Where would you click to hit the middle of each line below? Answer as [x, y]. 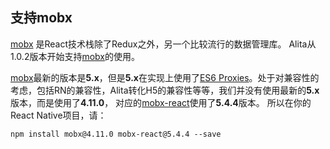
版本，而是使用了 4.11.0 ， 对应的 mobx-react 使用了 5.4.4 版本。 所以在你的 [161, 102]
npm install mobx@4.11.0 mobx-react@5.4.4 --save [116, 134]
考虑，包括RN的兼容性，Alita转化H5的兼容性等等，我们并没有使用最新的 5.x [165, 90]
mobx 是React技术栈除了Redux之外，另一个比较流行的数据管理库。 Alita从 [163, 44]
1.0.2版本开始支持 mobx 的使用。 [75, 56]
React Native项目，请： [58, 115]
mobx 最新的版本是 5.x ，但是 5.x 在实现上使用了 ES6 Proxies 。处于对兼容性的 [165, 77]
